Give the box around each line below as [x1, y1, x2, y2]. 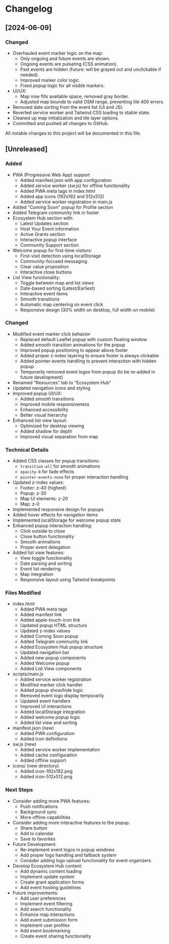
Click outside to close [20, 528, 65, 534]
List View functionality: [12, 274, 61, 280]
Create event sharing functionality [20, 933, 91, 939]
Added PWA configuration [20, 730, 75, 737]
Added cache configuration [20, 752, 77, 758]
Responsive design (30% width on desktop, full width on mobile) [20, 307, 155, 313]
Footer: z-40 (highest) [20, 485, 67, 491]
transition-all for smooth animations [20, 463, 100, 469]
